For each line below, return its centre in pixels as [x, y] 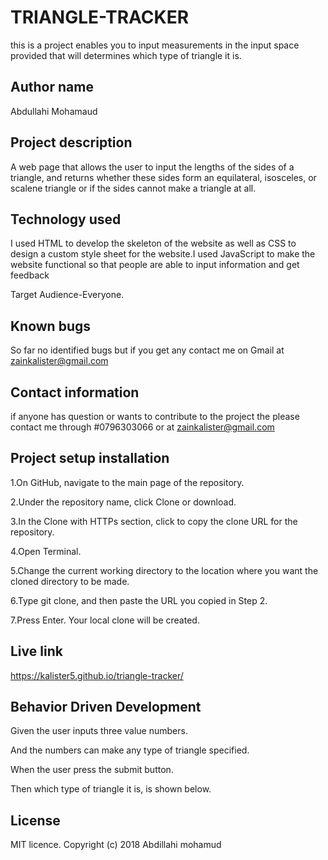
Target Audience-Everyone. [67, 295]
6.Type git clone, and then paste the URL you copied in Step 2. [139, 600]
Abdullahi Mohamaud [54, 111]
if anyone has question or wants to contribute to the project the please [155, 416]
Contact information [75, 392]
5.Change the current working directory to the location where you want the [164, 570]
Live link [36, 651]
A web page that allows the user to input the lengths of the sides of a [152, 167]
